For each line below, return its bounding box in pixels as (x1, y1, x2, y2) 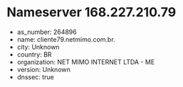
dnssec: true (16, 72, 54, 81)
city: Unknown (16, 42, 60, 51)
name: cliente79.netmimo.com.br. (16, 35, 115, 43)
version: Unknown (16, 65, 70, 74)
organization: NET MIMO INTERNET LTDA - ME (16, 57, 155, 66)
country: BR (16, 50, 52, 59)
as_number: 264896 (16, 28, 77, 36)
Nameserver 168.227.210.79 (6, 4, 177, 21)
